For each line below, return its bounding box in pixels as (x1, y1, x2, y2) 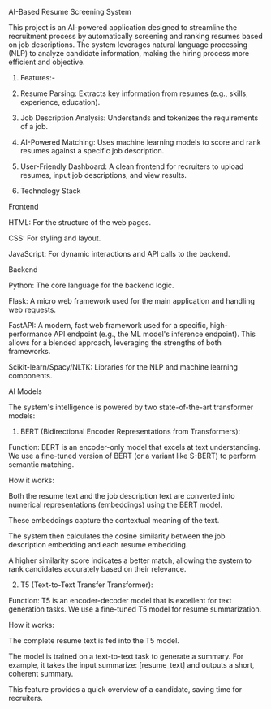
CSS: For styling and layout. (8, 233, 101, 243)
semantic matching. (8, 460, 75, 469)
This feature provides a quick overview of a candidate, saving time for (8, 685, 243, 694)
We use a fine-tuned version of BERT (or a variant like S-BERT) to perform (8, 451, 256, 460)
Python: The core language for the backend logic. (8, 280, 174, 290)
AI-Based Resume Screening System (8, 7, 131, 16)
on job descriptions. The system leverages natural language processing (8, 40, 248, 50)
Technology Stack (19, 186, 81, 196)
